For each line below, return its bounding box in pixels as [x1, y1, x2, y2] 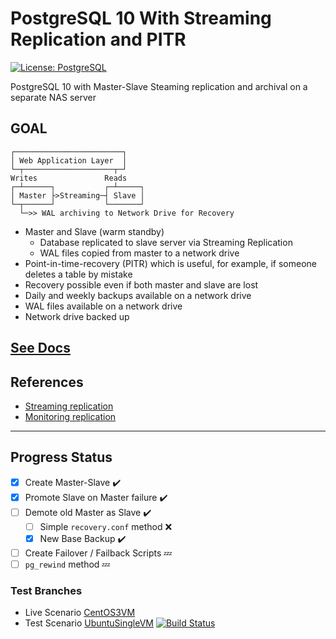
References [10, 373, 84, 391]
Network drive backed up [24, 310, 130, 322]
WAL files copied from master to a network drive [39, 247, 240, 259]
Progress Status [10, 449, 113, 466]
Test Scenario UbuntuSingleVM [24, 617, 154, 629]
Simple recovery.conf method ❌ [39, 520, 173, 532]
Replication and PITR [10, 28, 187, 51]
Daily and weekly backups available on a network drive [24, 289, 252, 301]
